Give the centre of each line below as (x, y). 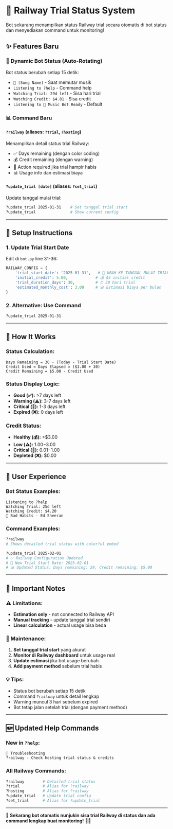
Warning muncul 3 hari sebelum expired (55, 701)
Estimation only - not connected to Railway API (64, 614)
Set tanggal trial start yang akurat (50, 650)
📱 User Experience (36, 477)
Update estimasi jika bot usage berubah (56, 661)
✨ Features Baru (32, 47)
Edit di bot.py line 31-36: (32, 259)
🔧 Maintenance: (26, 639)
